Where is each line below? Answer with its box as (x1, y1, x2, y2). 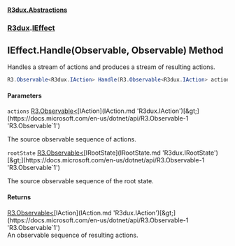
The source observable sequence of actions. (7, 135, 136, 144)
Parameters (7, 91, 42, 100)
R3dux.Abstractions (7, 6, 68, 14)
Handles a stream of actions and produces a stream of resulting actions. (7, 63, 215, 71)
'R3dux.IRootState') (162, 148, 219, 157)
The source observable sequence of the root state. (7, 177, 154, 185)
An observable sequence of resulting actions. (7, 231, 138, 239)
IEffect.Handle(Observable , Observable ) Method (7, 44, 224, 56)
